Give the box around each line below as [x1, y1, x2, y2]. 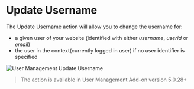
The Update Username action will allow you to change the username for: [6, 23, 183, 30]
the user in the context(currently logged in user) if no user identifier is [14, 47, 185, 54]
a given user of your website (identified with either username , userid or [14, 34, 189, 41]
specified [14, 53, 38, 60]
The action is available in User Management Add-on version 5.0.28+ [20, 76, 187, 83]
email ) [14, 41, 31, 48]
